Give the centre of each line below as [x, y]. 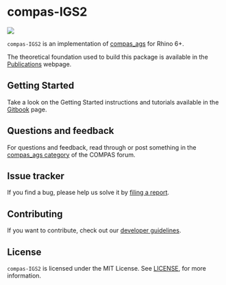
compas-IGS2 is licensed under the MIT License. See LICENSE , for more [107, 268]
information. [24, 275]
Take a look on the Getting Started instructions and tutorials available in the [113, 102]
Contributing [35, 214]
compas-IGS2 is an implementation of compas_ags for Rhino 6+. [96, 43]
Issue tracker [36, 176]
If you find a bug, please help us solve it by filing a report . [88, 193]
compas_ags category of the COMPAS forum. [71, 154]
